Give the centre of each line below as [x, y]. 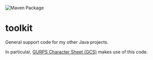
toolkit [19, 28]
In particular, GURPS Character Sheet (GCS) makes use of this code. [76, 52]
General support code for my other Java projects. [57, 42]
